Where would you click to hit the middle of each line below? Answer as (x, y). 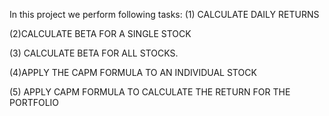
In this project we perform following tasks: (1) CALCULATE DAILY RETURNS (164, 14)
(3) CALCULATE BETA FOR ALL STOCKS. (94, 53)
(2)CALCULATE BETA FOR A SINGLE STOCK (100, 33)
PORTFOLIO (34, 102)
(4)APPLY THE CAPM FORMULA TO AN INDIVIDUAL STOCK (133, 72)
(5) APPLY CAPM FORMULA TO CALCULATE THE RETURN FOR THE (150, 92)
